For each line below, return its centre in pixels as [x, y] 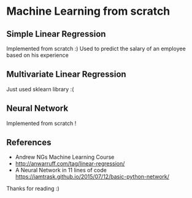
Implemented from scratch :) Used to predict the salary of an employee [96, 48]
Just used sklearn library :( [40, 89]
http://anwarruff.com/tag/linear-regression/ [70, 164]
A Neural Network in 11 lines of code [61, 170]
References [29, 143]
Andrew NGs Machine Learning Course [65, 157]
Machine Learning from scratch [88, 11]
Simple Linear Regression [56, 34]
